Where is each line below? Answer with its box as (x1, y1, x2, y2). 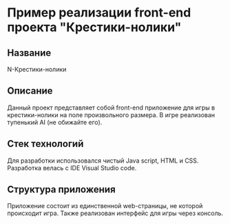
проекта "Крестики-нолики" (7, 19, 182, 35)
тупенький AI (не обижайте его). (7, 118, 103, 126)
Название (7, 47, 52, 59)
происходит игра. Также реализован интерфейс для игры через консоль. (7, 209, 224, 218)
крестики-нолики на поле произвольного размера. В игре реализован (7, 110, 216, 119)
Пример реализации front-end (7, 5, 191, 21)
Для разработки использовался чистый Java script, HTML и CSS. (7, 156, 199, 165)
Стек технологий (7, 138, 84, 150)
